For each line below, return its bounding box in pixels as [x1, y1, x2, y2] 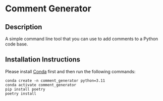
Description [5, 23, 42, 31]
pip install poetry [5, 87, 46, 92]
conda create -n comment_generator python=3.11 [5, 78, 106, 83]
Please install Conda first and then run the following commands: [5, 68, 136, 74]
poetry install [5, 91, 37, 96]
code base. [5, 41, 28, 47]
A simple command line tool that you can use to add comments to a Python [5, 36, 159, 42]
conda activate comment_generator [5, 82, 77, 87]
